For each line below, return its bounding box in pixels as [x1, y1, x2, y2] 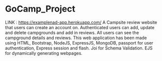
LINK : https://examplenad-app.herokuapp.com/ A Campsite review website [5, 19, 158, 25]
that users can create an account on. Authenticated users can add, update [5, 24, 155, 30]
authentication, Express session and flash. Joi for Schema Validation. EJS [5, 45, 153, 51]
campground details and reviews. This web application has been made [5, 35, 147, 41]
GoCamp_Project [5, 3, 76, 15]
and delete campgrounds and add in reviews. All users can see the [5, 30, 139, 35]
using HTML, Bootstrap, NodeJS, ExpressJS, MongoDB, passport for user [5, 40, 154, 46]
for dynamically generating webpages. [5, 50, 83, 56]
